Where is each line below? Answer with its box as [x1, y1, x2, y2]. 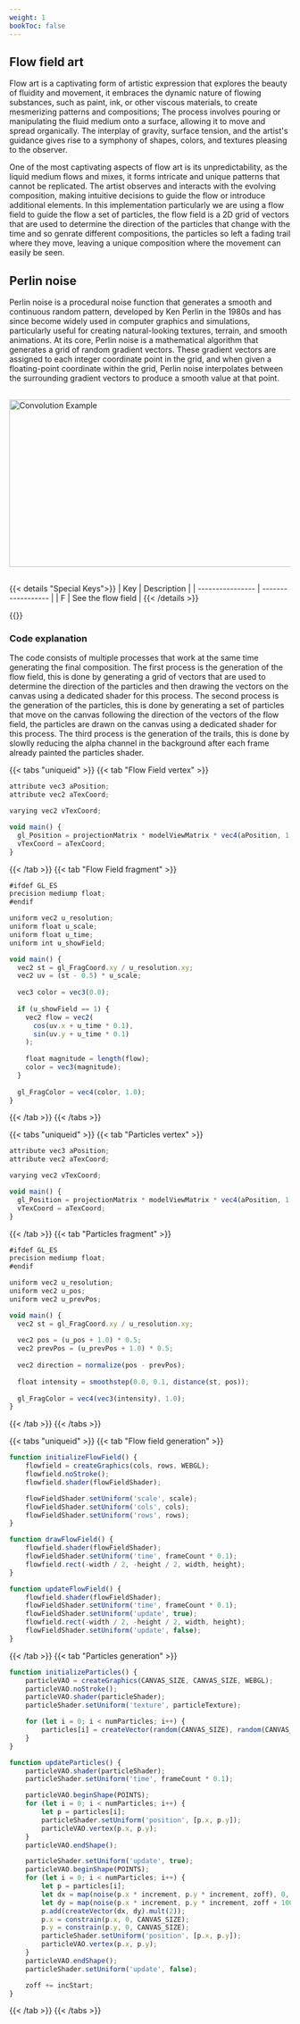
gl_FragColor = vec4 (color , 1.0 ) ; [17, 1087, 146, 1097]
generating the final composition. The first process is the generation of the [9, 662, 284, 673]
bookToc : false [9, 21, 66, 30]
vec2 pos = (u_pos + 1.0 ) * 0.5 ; [17, 1336, 142, 1345]
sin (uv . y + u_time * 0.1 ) [32, 1029, 129, 1039]
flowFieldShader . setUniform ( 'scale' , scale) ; [25, 1493, 198, 1503]
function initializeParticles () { [9, 1668, 138, 1677]
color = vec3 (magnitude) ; [25, 1063, 122, 1072]
